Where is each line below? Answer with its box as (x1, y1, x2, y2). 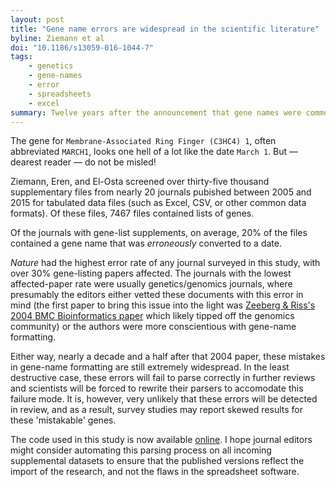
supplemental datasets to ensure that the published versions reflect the (10, 455, 305, 467)
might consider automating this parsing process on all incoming (10, 444, 272, 456)
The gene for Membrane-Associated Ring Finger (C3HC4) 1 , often (10, 135, 277, 147)
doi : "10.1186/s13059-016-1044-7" (10, 42, 155, 53)
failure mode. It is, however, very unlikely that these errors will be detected (10, 393, 318, 405)
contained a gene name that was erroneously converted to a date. (10, 237, 282, 250)
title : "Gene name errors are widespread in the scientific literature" (10, 24, 320, 34)
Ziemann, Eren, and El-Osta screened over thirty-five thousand (10, 176, 270, 188)
